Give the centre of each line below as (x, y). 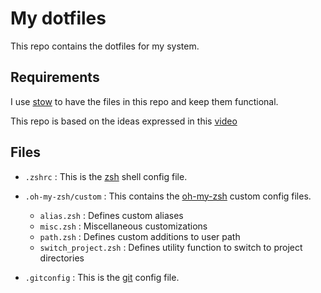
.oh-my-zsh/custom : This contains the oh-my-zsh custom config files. (168, 196)
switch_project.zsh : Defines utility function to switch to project (171, 247)
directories (62, 258)
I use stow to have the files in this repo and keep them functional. (144, 101)
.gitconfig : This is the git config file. (102, 277)
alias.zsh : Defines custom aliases (111, 215)
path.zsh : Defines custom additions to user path (140, 236)
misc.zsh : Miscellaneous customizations (123, 226)
